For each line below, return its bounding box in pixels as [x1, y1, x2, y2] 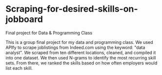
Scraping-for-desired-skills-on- [5, 3, 138, 15]
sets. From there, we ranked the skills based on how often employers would [5, 60, 158, 66]
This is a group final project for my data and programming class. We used [5, 39, 153, 45]
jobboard [5, 14, 43, 25]
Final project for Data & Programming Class [5, 30, 92, 36]
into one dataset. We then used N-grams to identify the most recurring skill [5, 55, 156, 60]
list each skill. [5, 65, 33, 71]
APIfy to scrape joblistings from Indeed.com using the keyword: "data [5, 44, 145, 50]
